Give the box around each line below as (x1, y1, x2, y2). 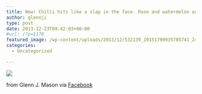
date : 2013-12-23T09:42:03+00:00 (6, 25, 90, 32)
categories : (6, 43, 36, 49)
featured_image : (6, 37, 47, 43)
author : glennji (6, 14, 47, 20)
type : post (6, 20, 34, 26)
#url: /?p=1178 (6, 31, 44, 37)
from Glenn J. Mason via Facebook (6, 81, 93, 88)
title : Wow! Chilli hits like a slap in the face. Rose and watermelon (6, 8, 189, 15)
